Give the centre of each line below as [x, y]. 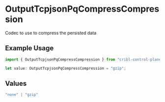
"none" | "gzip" [22, 95]
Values [16, 83]
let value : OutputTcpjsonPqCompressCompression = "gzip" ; [66, 68]
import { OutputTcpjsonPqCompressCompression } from [60, 60]
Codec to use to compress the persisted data [51, 33]
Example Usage [29, 48]
